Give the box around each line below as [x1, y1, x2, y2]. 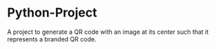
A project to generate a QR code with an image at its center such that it [7, 28, 209, 36]
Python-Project [7, 5, 97, 21]
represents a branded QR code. [7, 35, 97, 43]
